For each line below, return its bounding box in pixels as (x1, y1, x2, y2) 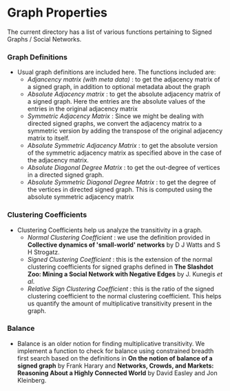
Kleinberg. (17, 376, 47, 384)
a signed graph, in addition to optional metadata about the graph (27, 83, 211, 91)
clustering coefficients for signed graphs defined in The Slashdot (27, 263, 213, 271)
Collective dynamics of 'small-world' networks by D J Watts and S (27, 240, 221, 249)
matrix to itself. (27, 134, 70, 142)
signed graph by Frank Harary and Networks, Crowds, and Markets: (17, 361, 214, 370)
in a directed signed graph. (27, 171, 105, 179)
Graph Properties (7, 5, 108, 21)
